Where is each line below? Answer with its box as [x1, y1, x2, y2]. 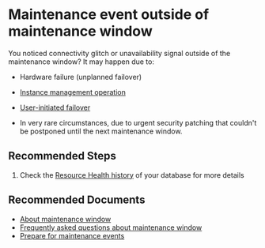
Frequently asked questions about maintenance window [19, 223, 203, 232]
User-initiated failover [19, 103, 91, 112]
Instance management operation [19, 87, 127, 96]
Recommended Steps [8, 149, 116, 163]
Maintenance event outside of [8, 6, 210, 24]
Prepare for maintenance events [19, 231, 125, 240]
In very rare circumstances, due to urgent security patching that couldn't [19, 118, 257, 127]
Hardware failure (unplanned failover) [19, 72, 142, 81]
